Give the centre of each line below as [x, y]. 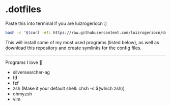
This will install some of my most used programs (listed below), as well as [82, 42]
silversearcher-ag [31, 72]
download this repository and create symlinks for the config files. [73, 48]
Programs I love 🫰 [24, 62]
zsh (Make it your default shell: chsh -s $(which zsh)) [68, 88]
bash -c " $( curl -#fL [28, 32]
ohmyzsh [22, 94]
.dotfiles [23, 9]
